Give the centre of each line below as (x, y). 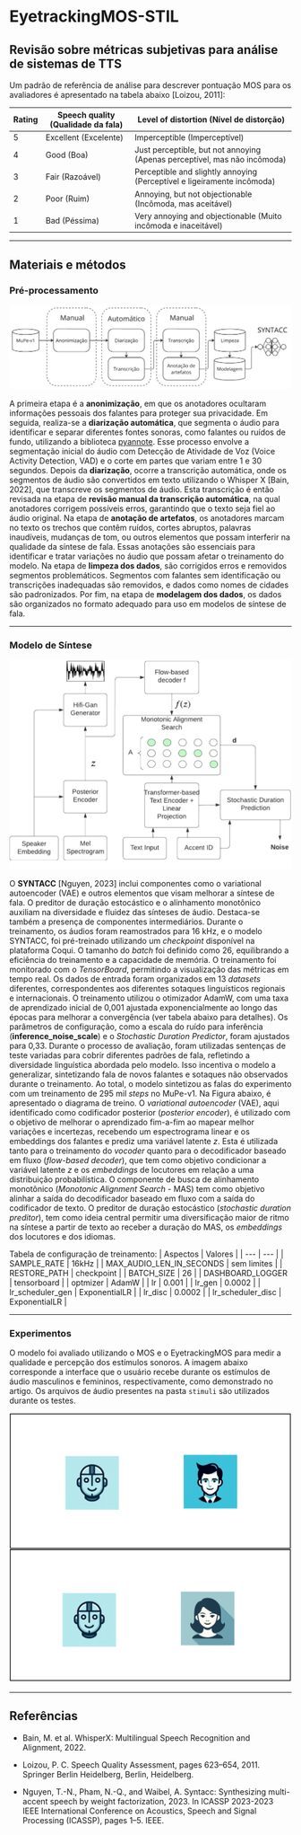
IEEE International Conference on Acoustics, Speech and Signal (139, 1811)
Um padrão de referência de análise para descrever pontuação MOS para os (150, 85)
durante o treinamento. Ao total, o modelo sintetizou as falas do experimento (150, 1083)
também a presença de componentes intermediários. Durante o (126, 922)
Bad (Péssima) (73, 221)
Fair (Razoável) (73, 176)
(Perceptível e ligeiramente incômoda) (205, 181)
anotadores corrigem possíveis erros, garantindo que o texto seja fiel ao (142, 508)
